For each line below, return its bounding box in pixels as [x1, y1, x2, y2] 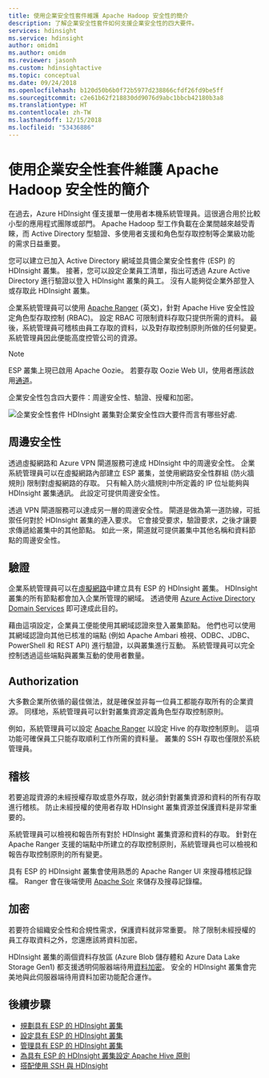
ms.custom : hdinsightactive [8, 64, 102, 72]
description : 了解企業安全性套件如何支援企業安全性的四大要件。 [8, 19, 199, 27]
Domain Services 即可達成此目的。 [8, 604, 122, 613]
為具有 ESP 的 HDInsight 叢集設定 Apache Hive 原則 [19, 1051, 191, 1060]
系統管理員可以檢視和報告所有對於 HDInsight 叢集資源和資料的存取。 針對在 [8, 829, 258, 838]
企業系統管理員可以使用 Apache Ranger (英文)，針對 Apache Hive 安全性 [8, 302, 248, 313]
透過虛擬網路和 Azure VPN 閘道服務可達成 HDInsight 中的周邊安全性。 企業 [8, 458, 255, 467]
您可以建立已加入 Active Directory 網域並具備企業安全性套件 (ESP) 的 [8, 256, 235, 265]
